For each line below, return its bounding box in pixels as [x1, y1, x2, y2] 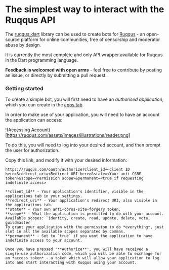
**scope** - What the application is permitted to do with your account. [5, 211, 164, 216]
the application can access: [5, 117, 63, 123]
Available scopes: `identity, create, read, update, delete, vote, [5, 216, 151, 221]
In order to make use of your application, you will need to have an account [5, 111, 160, 118]
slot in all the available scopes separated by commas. [5, 229, 125, 234]
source [5, 36, 20, 43]
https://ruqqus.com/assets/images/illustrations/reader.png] [7, 132, 131, 138]
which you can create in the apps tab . [5, 102, 84, 108]
